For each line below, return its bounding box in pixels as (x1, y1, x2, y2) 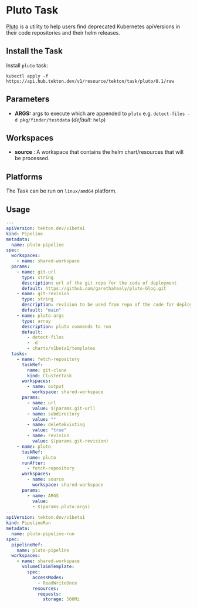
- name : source (27, 477, 64, 482)
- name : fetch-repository (16, 356, 80, 362)
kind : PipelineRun (6, 520, 51, 526)
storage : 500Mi (43, 596, 80, 602)
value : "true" (32, 427, 67, 433)
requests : (37, 591, 62, 597)
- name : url (27, 400, 57, 406)
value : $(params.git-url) (32, 406, 96, 411)
